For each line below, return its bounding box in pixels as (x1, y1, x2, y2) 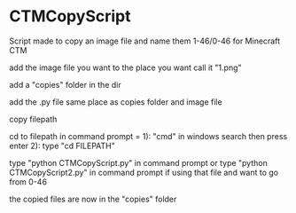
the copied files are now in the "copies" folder (9, 193, 177, 204)
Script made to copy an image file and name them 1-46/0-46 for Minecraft (9, 35, 281, 46)
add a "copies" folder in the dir (9, 79, 121, 90)
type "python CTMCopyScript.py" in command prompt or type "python (9, 157, 268, 168)
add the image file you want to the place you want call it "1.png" (9, 62, 242, 73)
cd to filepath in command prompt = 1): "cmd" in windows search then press (9, 130, 288, 141)
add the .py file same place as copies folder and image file (9, 96, 223, 107)
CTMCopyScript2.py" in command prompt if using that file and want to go (9, 167, 279, 177)
